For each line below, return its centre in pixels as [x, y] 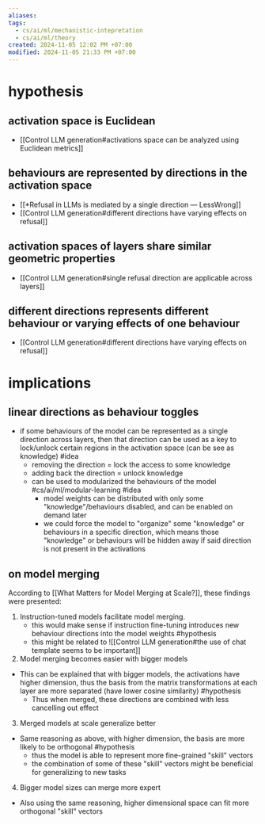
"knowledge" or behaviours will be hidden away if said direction [147, 540]
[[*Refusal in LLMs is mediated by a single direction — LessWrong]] [130, 204]
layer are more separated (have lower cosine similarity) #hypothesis [130, 691]
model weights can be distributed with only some [123, 498]
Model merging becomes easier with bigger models [104, 659]
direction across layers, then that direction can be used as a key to [128, 440]
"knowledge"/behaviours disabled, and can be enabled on [138, 507]
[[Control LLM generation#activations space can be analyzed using [129, 140]
